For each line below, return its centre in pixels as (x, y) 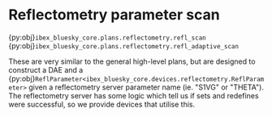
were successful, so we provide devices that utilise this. (102, 104)
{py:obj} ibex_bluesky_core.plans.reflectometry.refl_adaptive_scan (124, 45)
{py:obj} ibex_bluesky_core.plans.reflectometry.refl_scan (107, 37)
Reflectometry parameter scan (114, 15)
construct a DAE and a (46, 69)
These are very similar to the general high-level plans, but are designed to (132, 61)
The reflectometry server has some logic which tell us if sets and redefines (134, 95)
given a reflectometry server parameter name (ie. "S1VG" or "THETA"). (146, 87)
